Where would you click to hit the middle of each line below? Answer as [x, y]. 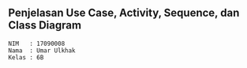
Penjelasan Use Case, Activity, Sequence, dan [124, 13]
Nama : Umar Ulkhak [42, 51]
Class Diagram [45, 26]
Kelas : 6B [26, 57]
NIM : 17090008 [37, 43]
